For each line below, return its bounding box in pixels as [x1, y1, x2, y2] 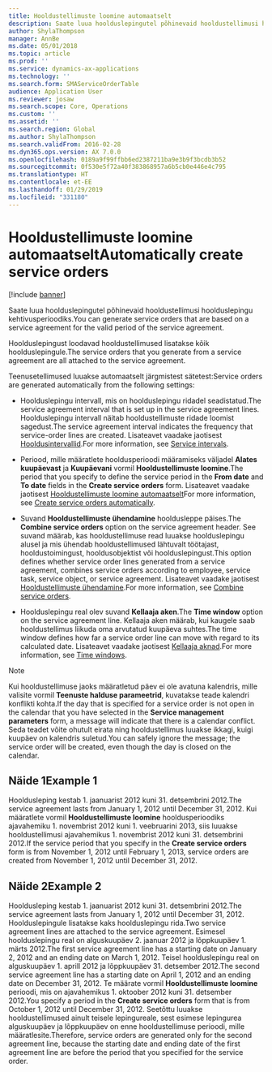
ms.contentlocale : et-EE [8, 178, 92, 187]
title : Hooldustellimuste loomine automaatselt [8, 11, 172, 20]
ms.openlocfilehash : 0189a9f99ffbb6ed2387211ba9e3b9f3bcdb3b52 [8, 155, 227, 163]
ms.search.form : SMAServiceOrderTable [8, 80, 139, 88]
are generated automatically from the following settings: [8, 379, 196, 390]
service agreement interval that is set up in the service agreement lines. [19, 404, 260, 414]
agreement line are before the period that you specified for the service [8, 1048, 244, 1057]
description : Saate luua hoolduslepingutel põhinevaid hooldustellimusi [8, 19, 259, 28]
